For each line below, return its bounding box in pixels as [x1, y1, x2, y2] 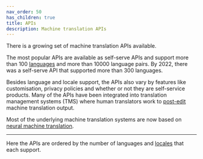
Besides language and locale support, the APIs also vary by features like [6, 79, 186, 86]
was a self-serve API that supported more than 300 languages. [6, 67, 163, 74]
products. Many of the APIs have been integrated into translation [6, 91, 167, 99]
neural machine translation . [6, 122, 74, 130]
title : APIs [6, 20, 36, 26]
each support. [6, 146, 41, 154]
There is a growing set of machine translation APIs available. [6, 42, 157, 50]
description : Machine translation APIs [6, 25, 107, 32]
